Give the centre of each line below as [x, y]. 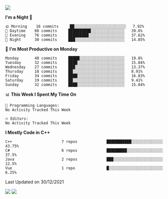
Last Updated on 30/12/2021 [35, 182]
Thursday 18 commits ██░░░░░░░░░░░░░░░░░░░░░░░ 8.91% [74, 72]
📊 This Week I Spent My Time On [41, 94]
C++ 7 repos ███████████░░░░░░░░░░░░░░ [84, 142]
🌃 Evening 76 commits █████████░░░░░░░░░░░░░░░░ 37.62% [75, 35]
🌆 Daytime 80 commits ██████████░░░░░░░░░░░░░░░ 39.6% [74, 31]
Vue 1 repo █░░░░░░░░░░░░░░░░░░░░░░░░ [84, 168]
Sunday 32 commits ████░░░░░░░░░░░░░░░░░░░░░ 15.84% [75, 85]
